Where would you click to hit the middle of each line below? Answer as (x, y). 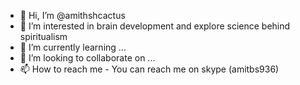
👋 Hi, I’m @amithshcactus (72, 15)
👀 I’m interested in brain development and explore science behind (155, 26)
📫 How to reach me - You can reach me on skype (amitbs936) (149, 69)
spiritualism (43, 36)
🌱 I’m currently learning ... (73, 47)
